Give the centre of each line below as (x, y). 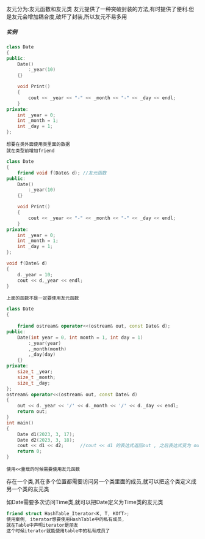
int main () (20, 423)
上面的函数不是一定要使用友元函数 (43, 298)
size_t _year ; (35, 372)
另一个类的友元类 (28, 489)
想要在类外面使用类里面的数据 (38, 145)
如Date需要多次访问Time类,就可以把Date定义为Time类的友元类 (85, 502)
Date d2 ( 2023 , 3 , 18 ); (46, 440)
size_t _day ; (34, 383)
